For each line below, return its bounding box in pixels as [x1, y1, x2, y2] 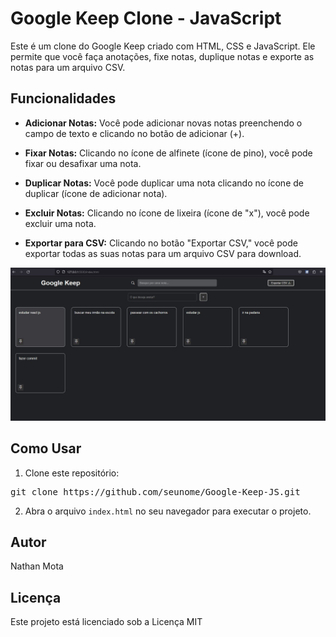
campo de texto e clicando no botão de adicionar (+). [24, 127, 245, 139]
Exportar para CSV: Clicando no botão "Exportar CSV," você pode [24, 237, 298, 249]
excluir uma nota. [24, 217, 97, 229]
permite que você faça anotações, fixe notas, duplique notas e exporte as [10, 50, 315, 62]
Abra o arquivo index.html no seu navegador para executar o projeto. [24, 505, 312, 517]
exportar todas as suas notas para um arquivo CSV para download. [24, 247, 302, 259]
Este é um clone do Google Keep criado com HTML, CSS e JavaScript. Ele [10, 40, 316, 52]
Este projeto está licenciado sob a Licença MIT [10, 616, 203, 628]
